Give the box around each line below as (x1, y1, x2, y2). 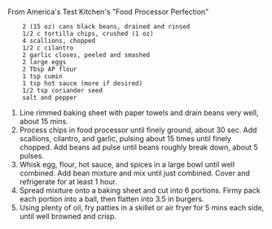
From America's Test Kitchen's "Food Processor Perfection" (7, 7, 209, 16)
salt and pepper (22, 93, 78, 102)
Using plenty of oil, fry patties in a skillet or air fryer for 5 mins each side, (19, 203, 265, 212)
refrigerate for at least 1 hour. (19, 177, 117, 186)
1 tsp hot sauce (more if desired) (22, 80, 143, 88)
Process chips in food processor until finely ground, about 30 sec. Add (19, 125, 257, 135)
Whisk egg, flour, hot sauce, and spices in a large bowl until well (19, 160, 235, 169)
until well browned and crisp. (19, 211, 117, 221)
